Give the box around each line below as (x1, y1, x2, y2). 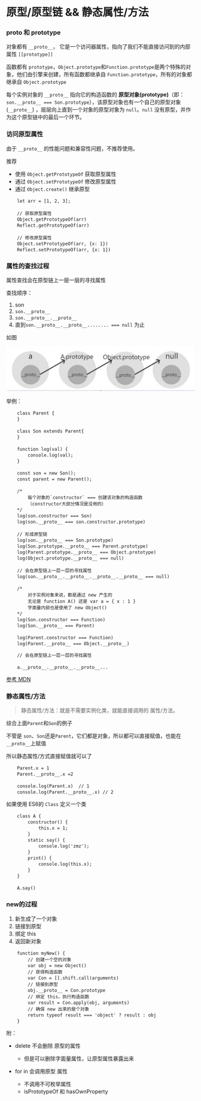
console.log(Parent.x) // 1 (17, 783, 90, 789)
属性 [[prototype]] (6, 50, 54, 58)
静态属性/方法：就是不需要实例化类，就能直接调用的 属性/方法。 (20, 707, 178, 714)
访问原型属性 (6, 130, 44, 139)
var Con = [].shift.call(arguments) (28, 975, 119, 981)
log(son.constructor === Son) (17, 513, 93, 519)
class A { (17, 813, 42, 819)
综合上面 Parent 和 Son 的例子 (6, 720, 73, 727)
